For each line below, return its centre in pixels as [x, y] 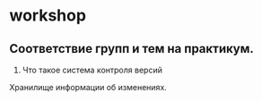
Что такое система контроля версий [92, 70]
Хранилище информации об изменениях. [88, 87]
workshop [48, 16]
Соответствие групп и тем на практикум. [131, 49]
